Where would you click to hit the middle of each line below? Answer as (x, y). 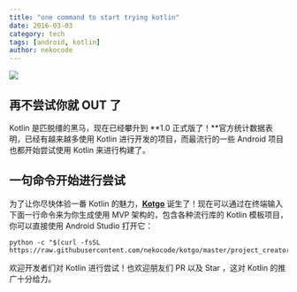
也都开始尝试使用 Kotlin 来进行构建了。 (80, 150)
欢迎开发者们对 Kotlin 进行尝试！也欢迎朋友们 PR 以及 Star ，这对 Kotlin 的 (144, 267)
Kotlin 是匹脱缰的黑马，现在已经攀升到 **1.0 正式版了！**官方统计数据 (137, 127)
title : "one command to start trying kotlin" (94, 17)
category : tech (37, 34)
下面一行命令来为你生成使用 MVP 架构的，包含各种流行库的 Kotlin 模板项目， (148, 214)
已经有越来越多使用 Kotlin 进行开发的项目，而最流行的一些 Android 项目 (154, 139)
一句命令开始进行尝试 (67, 181)
